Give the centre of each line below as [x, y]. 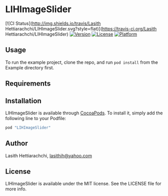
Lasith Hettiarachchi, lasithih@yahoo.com [49, 155]
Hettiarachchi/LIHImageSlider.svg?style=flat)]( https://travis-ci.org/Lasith [81, 28]
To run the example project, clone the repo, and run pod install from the [82, 62]
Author [16, 144]
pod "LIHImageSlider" [28, 128]
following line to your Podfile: [36, 118]
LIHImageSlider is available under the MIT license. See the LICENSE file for [83, 184]
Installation [23, 101]
